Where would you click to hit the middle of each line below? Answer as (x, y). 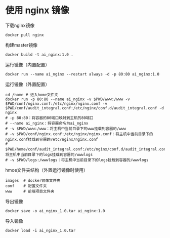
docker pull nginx (25, 35)
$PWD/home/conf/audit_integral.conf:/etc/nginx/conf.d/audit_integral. (82, 149)
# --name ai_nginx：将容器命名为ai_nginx (47, 123)
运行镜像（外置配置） (27, 84)
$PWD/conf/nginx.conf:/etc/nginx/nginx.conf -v (56, 104)
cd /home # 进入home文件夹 (32, 95)
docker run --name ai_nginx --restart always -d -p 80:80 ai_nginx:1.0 (82, 74)
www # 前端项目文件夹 (30, 191)
